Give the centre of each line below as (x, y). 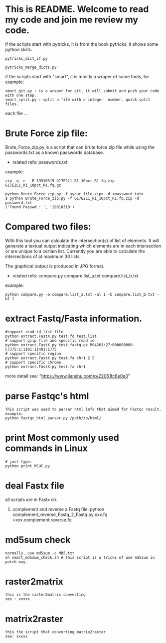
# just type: (19, 462)
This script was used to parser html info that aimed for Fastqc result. (83, 409)
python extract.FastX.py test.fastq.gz (47, 345)
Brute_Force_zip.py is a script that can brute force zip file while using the (80, 147)
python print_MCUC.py (28, 466)
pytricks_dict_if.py (27, 58)
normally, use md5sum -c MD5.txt (40, 553)
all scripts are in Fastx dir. (31, 500)
